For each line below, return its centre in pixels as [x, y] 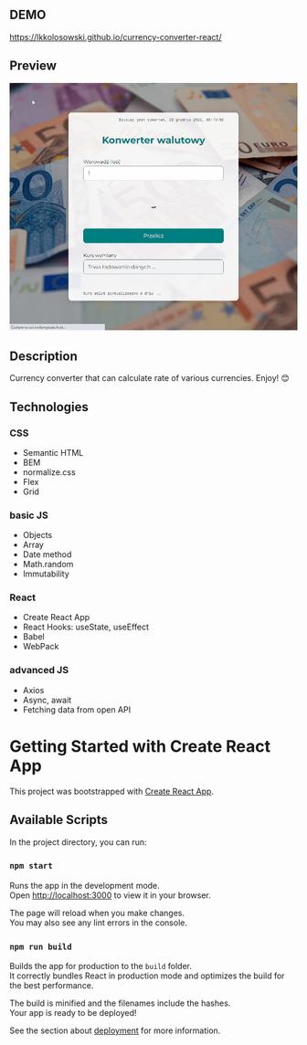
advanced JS [39, 670]
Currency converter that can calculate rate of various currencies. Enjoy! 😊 [149, 378]
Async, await [47, 700]
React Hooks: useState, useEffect [85, 627]
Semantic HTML [53, 452]
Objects [37, 535]
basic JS [29, 515]
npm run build [41, 946]
